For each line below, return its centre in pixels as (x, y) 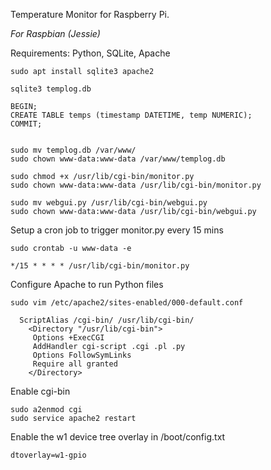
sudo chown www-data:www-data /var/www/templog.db (118, 159)
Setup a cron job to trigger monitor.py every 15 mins (117, 230)
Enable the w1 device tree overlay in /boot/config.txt (118, 437)
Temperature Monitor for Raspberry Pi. (90, 14)
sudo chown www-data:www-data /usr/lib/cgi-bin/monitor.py (136, 185)
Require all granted (75, 364)
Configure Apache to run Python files (87, 284)
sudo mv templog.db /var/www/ (73, 150)
